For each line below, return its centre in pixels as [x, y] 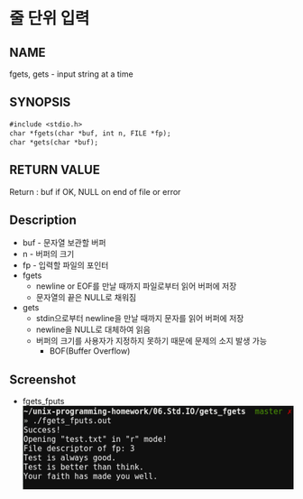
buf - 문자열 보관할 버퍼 [64, 243]
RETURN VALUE [55, 170]
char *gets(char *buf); [54, 142]
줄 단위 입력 [50, 18]
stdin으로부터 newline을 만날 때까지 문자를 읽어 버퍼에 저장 [140, 319]
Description [43, 221]
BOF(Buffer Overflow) [90, 351]
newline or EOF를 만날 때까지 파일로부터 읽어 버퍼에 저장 [136, 286]
